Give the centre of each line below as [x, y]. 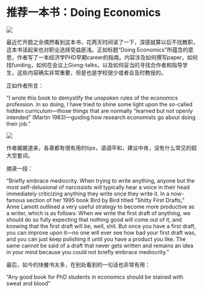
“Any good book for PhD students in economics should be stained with [95, 277]
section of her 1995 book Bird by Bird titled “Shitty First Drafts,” [105, 200]
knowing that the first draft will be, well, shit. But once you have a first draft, [101, 226]
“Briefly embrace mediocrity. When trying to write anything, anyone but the [100, 180]
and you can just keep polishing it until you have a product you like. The [96, 239]
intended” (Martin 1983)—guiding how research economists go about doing [101, 117]
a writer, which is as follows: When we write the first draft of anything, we [98, 213]
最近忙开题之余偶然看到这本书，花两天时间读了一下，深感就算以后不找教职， [102, 42]
